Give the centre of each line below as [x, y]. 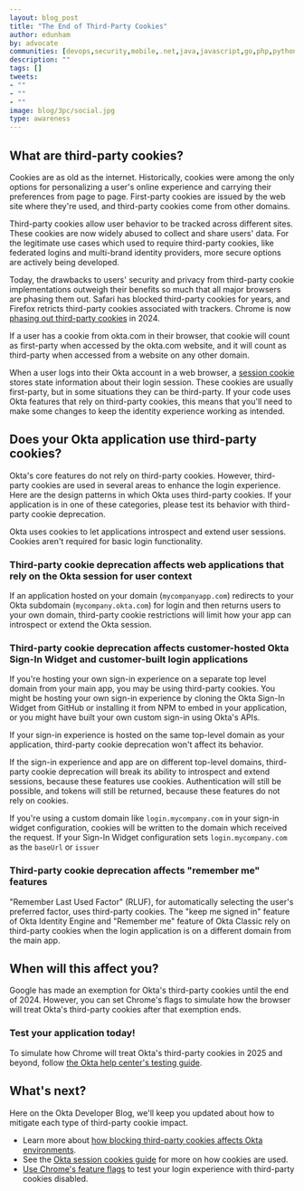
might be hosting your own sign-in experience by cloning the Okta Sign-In [147, 698]
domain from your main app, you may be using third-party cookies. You [142, 688]
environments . [49, 1149]
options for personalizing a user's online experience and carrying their [141, 187]
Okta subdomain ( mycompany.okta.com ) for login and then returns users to [145, 605]
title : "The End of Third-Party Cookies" [89, 26]
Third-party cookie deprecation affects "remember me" [135, 870]
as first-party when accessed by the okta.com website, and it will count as [148, 345]
